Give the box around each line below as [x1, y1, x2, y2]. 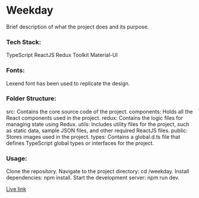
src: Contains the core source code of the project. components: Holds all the [6, 108, 193, 115]
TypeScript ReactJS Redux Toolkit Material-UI [6, 52, 118, 59]
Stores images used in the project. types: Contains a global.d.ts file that [6, 133, 181, 140]
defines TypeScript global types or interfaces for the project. [6, 139, 154, 146]
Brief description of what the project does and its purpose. [6, 23, 149, 30]
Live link [6, 186, 27, 193]
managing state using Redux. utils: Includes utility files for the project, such [6, 120, 190, 127]
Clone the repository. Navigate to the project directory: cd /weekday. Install [6, 168, 190, 175]
